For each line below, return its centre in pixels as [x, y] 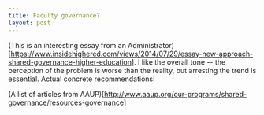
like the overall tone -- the [184, 62]
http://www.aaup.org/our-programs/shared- [175, 94]
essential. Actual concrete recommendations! [82, 79]
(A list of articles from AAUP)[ [56, 94]
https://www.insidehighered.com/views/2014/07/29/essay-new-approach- [132, 54]
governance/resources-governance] [67, 102]
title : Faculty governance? [54, 15]
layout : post [30, 23]
